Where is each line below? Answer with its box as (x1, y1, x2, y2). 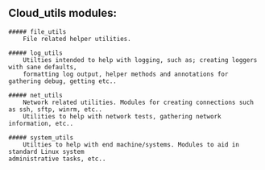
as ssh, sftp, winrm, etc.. (8, 105, 103, 114)
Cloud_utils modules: (8, 6, 118, 20)
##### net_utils (8, 91, 63, 99)
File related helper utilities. (23, 35, 131, 43)
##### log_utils (8, 48, 63, 57)
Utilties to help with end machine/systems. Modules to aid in (23, 140, 240, 148)
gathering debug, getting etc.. (8, 77, 117, 85)
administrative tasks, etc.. (8, 155, 106, 163)
